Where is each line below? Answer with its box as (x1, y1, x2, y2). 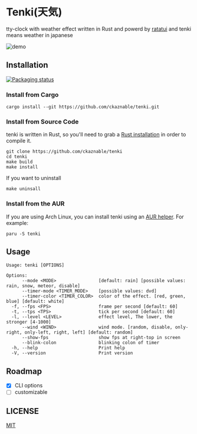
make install (6, 164, 38, 170)
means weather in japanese (6, 31, 74, 38)
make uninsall (6, 186, 41, 192)
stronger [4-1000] (6, 319, 51, 325)
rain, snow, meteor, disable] (6, 283, 81, 289)
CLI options (14, 382, 43, 389)
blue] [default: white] (6, 299, 65, 305)
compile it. (6, 137, 32, 145)
